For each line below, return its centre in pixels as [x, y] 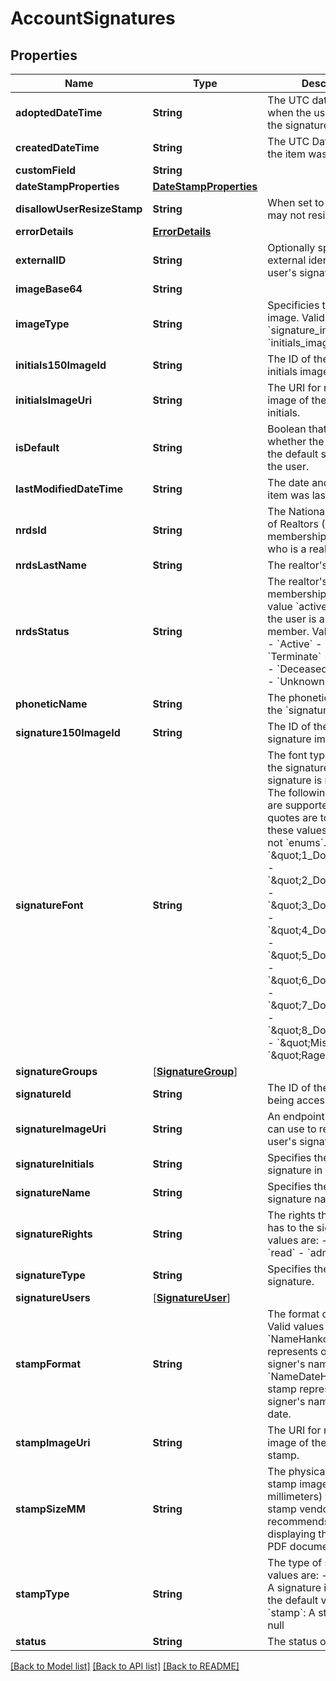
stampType [42, 1594]
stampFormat [48, 1364]
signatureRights [54, 1234]
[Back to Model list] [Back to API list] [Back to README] [125, 1666]
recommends [298, 1521]
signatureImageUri [61, 1129]
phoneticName [51, 704]
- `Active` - [295, 644]
